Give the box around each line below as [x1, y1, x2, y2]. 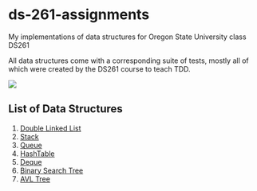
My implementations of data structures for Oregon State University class [8, 32, 247, 41]
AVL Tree [19, 173, 50, 184]
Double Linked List [19, 123, 81, 133]
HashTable [19, 149, 55, 158]
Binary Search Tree [19, 166, 84, 175]
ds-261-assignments [8, 6, 150, 24]
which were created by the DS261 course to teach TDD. [8, 64, 191, 73]
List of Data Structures [8, 102, 124, 116]
